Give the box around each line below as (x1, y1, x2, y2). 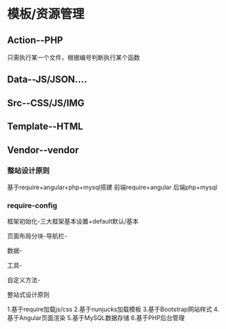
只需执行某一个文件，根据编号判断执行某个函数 (7, 53, 140, 61)
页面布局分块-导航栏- (7, 232, 68, 240)
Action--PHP (7, 34, 63, 46)
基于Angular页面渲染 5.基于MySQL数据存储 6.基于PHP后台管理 (7, 314, 185, 322)
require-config (7, 201, 57, 210)
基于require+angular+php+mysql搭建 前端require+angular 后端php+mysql (7, 183, 218, 191)
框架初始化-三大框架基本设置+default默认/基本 (7, 217, 139, 226)
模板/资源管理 (7, 6, 85, 22)
